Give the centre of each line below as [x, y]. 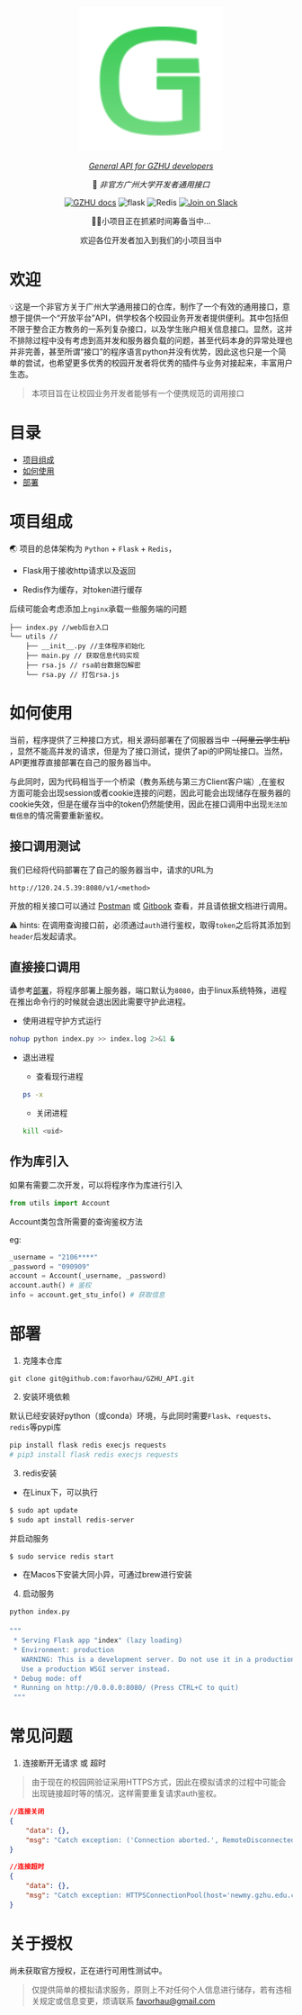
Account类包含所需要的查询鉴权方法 [76, 1221]
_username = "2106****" [54, 1257]
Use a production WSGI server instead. [96, 1669]
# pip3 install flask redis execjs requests [94, 1455]
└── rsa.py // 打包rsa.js [72, 674]
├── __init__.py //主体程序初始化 [85, 646]
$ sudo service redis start [62, 1556]
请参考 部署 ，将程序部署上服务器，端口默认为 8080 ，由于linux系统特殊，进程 [148, 990]
